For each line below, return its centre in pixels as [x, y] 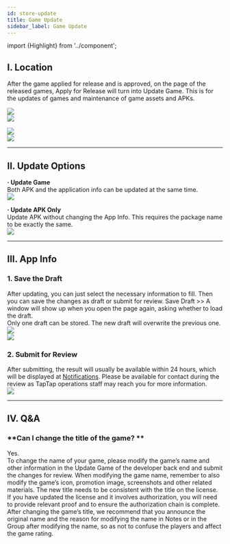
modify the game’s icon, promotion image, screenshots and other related [110, 482]
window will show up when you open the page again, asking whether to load [115, 308]
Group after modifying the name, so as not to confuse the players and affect [114, 526]
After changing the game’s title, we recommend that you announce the [106, 511]
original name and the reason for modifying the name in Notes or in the [107, 519]
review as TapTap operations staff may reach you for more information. [107, 383]
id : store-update [32, 13]
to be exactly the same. [40, 224]
